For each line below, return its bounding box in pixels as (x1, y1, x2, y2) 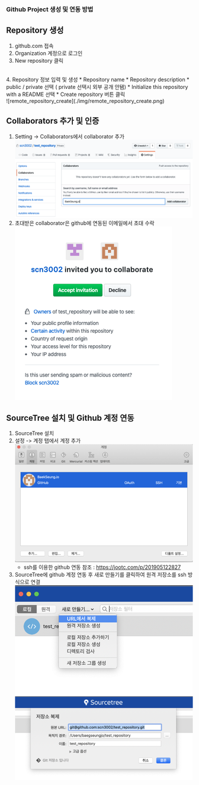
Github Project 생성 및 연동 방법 (6, 5, 94, 13)
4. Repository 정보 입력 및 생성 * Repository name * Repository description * (6, 76, 190, 83)
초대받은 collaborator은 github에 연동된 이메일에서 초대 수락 (14, 219, 155, 226)
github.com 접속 (14, 42, 54, 49)
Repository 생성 (6, 25, 64, 36)
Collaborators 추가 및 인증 (6, 116, 99, 126)
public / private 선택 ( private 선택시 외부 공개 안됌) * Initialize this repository (6, 83, 188, 90)
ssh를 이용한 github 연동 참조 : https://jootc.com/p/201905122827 (23, 564, 181, 571)
